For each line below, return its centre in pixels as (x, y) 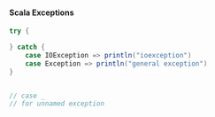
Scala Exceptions (42, 12)
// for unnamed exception (57, 104)
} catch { (27, 47)
